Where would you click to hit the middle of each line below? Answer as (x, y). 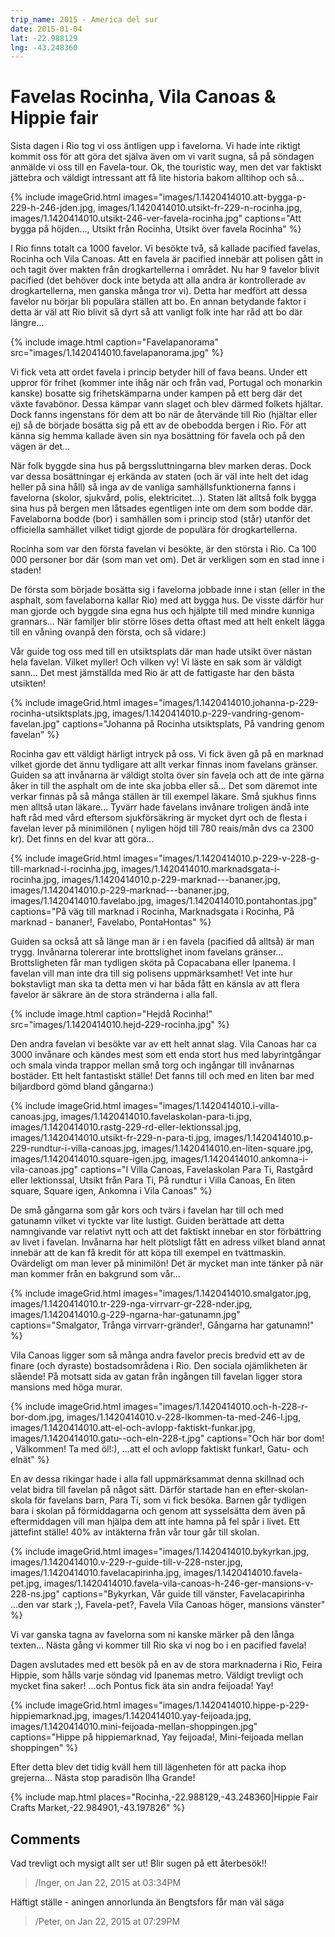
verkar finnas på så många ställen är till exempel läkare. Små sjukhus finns (163, 797)
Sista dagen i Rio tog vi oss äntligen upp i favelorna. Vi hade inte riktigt (155, 146)
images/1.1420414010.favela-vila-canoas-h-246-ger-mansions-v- (179, 1583)
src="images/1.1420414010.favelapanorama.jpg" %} (117, 353)
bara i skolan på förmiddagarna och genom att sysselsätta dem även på (158, 1511)
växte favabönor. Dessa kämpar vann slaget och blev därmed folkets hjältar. (166, 404)
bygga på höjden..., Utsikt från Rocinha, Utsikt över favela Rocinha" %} (156, 229)
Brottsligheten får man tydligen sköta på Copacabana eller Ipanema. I (153, 963)
